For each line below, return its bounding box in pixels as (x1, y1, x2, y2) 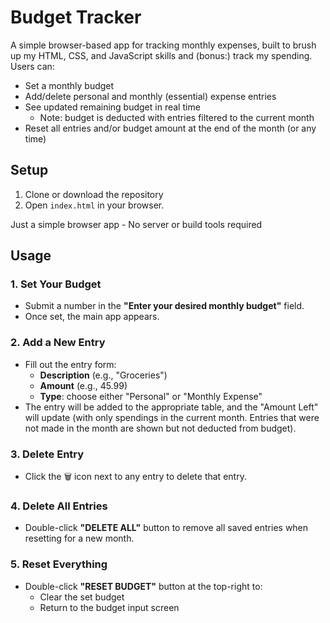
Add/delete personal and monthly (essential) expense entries (24, 90, 277, 102)
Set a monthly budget (24, 79, 115, 91)
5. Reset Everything (10, 557, 108, 571)
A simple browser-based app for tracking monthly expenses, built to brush (10, 39, 317, 51)
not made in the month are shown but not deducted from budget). (24, 422, 297, 434)
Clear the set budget (39, 591, 125, 603)
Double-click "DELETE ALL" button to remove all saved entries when (24, 522, 309, 534)
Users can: (10, 60, 55, 72)
